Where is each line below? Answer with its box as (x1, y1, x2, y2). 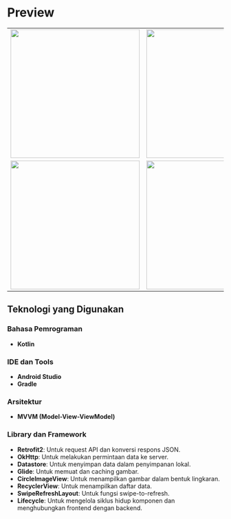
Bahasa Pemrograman (7, 324, 82, 334)
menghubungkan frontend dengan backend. (16, 503, 143, 512)
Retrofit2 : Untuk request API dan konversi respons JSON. (16, 445, 181, 454)
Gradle (16, 380, 37, 388)
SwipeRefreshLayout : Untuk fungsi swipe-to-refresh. (16, 489, 170, 497)
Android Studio (16, 372, 62, 380)
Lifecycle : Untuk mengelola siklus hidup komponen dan (16, 496, 175, 505)
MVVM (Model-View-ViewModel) (16, 413, 115, 421)
